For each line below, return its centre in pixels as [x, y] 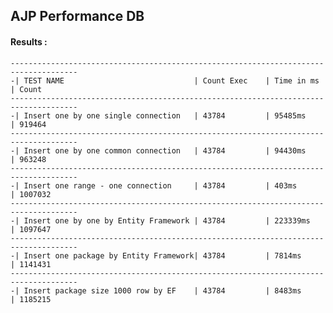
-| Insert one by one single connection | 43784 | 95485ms [158, 115]
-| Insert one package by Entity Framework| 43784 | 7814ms [156, 255]
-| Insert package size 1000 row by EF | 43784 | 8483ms [156, 290]
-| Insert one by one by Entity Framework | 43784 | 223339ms [160, 220]
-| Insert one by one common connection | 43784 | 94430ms [158, 150]
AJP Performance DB [77, 16]
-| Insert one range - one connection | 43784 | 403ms [154, 185]
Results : [29, 41]
